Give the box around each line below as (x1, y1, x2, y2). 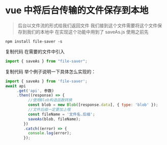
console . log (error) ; (27, 131, 72, 136)
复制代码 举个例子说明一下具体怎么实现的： (5, 68, 96, 74)
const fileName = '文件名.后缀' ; (27, 111, 95, 117)
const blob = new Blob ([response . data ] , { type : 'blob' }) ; (27, 102, 158, 107)
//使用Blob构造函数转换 (27, 98, 72, 103)
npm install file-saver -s (5, 39, 63, 44)
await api (5, 83, 26, 89)
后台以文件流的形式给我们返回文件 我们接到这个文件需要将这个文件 (17, 22, 158, 28)
